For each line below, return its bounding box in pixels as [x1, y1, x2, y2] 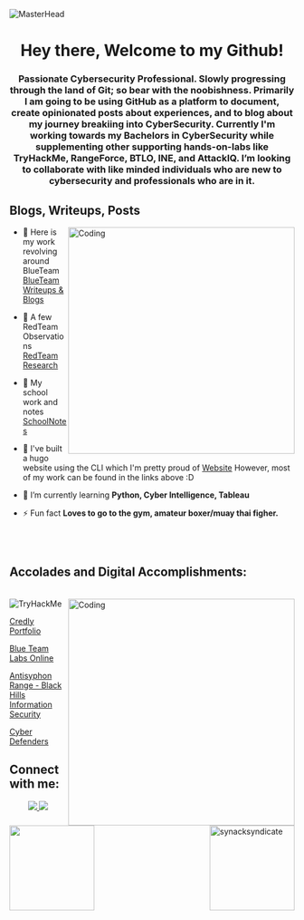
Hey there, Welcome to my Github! [20, 41, 284, 61]
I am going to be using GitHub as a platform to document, [24, 95, 280, 108]
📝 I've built [22, 442, 62, 453]
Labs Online [9, 653, 54, 663]
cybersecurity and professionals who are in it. [49, 175, 255, 188]
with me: [9, 776, 61, 792]
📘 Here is [22, 227, 57, 237]
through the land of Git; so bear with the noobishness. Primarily [9, 84, 295, 97]
